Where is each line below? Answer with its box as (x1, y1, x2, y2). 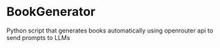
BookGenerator (6, 4, 96, 20)
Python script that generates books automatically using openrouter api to (6, 26, 214, 34)
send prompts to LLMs (6, 33, 70, 41)
